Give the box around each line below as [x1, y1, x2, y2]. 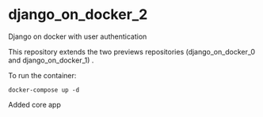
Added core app [8, 100, 62, 109]
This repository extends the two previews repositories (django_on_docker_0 [8, 47, 256, 56]
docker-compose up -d [8, 85, 80, 94]
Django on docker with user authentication [8, 32, 147, 41]
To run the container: [8, 70, 77, 80]
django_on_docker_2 [8, 6, 148, 24]
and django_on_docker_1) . [8, 55, 94, 65]
